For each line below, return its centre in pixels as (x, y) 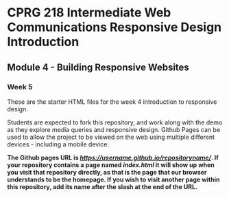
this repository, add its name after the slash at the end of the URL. (102, 186)
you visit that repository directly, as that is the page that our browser (107, 172)
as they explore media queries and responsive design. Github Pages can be (114, 129)
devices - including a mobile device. (58, 144)
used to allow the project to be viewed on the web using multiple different (111, 137)
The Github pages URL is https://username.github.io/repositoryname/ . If (113, 157)
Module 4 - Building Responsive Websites (98, 67)
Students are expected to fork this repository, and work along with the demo (115, 122)
